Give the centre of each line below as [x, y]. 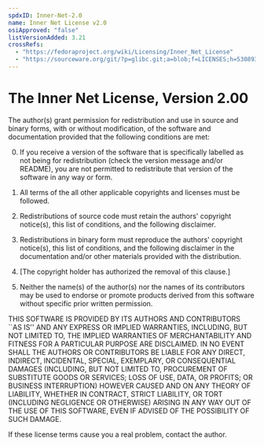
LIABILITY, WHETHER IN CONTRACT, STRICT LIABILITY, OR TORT [115, 393]
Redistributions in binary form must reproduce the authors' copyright [131, 239]
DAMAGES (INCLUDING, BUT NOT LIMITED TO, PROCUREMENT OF [118, 369]
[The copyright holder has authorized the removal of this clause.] [125, 272]
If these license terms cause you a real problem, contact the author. [117, 434]
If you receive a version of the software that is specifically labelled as [132, 152]
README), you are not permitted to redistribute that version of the [126, 168]
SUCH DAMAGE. [35, 419]
